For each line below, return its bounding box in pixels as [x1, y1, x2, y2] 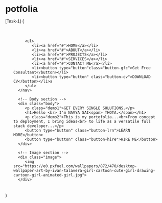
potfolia [5, 4, 38, 14]
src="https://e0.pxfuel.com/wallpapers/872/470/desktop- [13, 164, 137, 169]
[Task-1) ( [5, 18, 25, 24]
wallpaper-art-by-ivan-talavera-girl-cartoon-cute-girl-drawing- [13, 168, 156, 173]
